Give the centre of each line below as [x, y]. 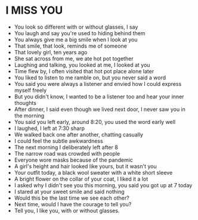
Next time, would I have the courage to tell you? [73, 204]
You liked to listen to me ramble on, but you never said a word [90, 78]
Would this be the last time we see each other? [72, 198]
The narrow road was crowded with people [67, 153]
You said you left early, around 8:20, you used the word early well [95, 122]
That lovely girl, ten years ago [51, 52]
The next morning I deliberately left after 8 [66, 147]
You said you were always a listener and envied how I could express [98, 83]
